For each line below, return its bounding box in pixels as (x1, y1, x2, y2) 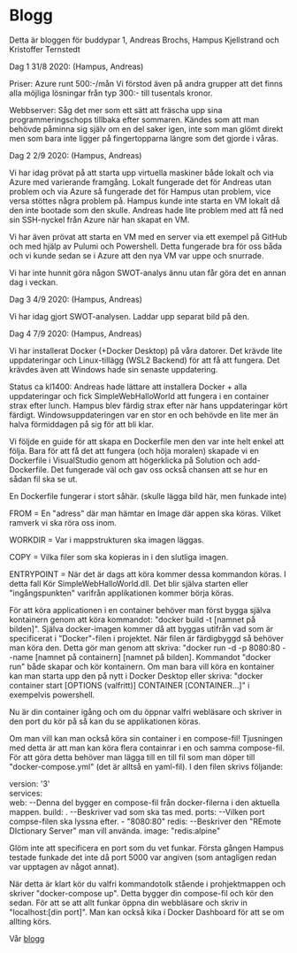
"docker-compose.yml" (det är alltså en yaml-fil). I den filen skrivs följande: (9, 761, 283, 772)
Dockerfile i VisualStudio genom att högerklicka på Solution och (9, 455, 241, 465)
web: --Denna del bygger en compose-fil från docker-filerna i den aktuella (9, 797, 280, 808)
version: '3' (9, 778, 50, 788)
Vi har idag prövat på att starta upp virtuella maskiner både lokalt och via (9, 167, 274, 178)
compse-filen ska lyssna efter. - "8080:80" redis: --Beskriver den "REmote (9, 816, 282, 826)
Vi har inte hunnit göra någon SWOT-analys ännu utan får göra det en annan (9, 267, 286, 278)
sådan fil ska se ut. (9, 473, 78, 484)
